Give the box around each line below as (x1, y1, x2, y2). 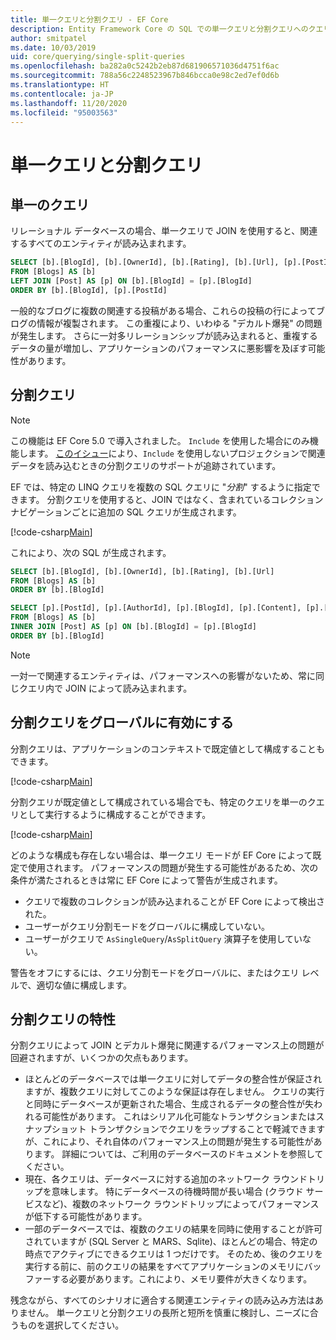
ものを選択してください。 (18, 1319, 125, 1331)
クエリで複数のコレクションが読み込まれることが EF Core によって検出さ (24, 895, 325, 907)
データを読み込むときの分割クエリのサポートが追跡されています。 (10, 459, 282, 471)
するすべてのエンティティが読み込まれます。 (10, 237, 192, 250)
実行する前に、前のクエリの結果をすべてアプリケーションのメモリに (24, 1261, 305, 1273)
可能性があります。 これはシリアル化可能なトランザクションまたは (42, 1111, 317, 1123)
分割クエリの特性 (10, 1011, 116, 1028)
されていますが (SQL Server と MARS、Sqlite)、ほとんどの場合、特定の (24, 1236, 318, 1248)
